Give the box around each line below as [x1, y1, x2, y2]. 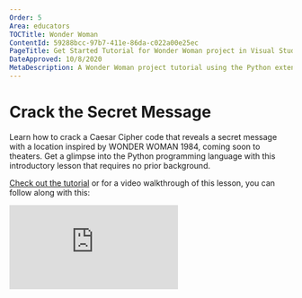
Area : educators [9, 22, 70, 31]
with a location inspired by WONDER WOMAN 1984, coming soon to [9, 141, 261, 152]
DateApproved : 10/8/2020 [9, 55, 102, 64]
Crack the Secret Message [9, 102, 211, 122]
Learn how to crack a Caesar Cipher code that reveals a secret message [9, 131, 278, 142]
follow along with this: [9, 187, 91, 197]
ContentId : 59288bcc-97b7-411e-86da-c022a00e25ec [9, 38, 200, 48]
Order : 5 [9, 13, 42, 22]
